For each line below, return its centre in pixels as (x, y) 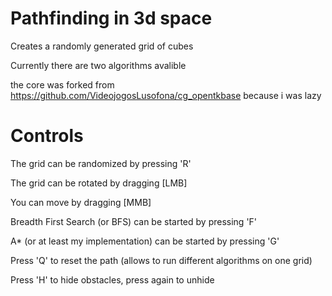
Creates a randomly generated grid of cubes (102, 46)
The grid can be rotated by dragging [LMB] (99, 183)
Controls (47, 136)
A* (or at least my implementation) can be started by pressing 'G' (145, 241)
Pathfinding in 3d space (111, 18)
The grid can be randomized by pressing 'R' (101, 163)
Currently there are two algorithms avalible (98, 65)
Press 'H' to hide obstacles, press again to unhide (112, 279)
